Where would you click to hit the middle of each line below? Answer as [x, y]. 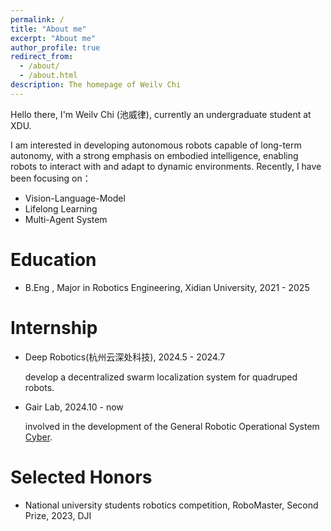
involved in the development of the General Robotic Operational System [172, 426]
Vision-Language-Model [75, 198]
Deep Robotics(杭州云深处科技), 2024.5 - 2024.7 [125, 357]
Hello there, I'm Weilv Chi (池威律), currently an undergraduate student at [161, 114]
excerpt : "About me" [53, 38]
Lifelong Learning [61, 208]
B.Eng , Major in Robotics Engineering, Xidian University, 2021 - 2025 [167, 287]
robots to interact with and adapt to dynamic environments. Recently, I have [166, 166]
